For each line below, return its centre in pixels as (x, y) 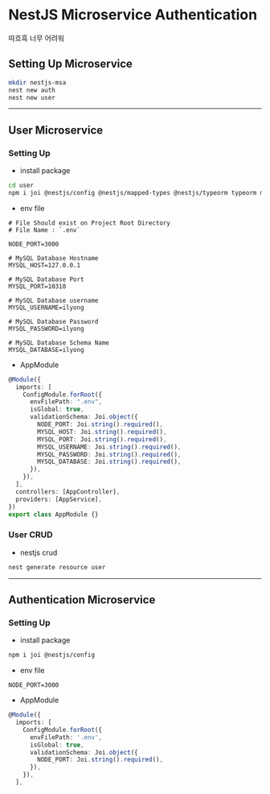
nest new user (32, 97)
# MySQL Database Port (46, 279)
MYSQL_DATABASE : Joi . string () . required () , (109, 462)
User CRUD (31, 535)
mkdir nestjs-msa (37, 82)
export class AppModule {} (53, 514)
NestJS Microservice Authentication (133, 15)
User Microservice (55, 130)
